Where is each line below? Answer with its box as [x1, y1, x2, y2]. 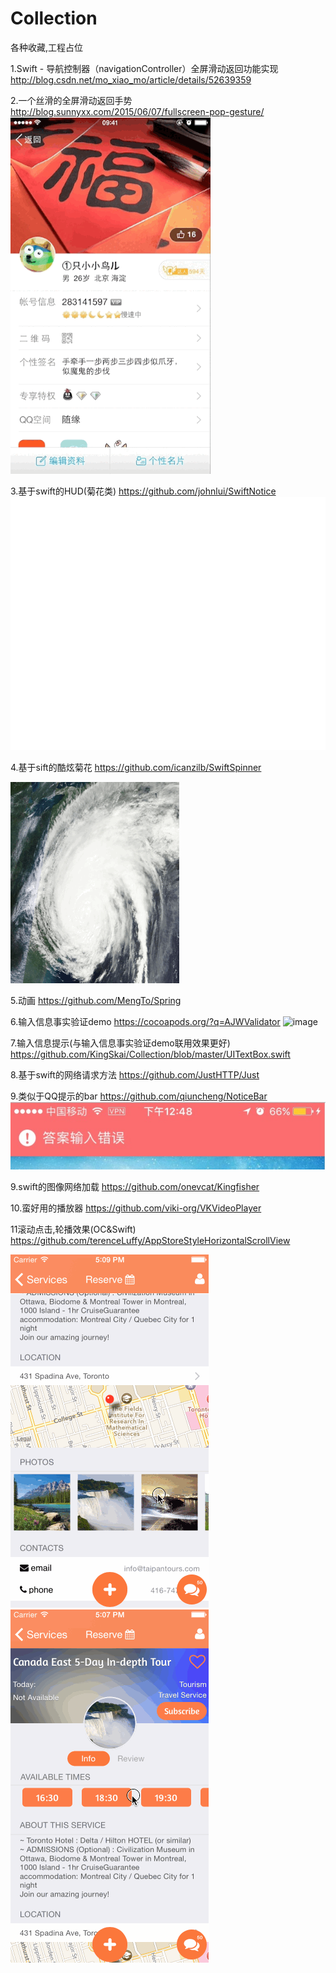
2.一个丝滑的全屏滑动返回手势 [10, 94, 133, 106]
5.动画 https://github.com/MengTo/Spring [10, 994, 182, 1006]
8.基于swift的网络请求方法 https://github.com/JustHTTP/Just [10, 1068, 260, 1081]
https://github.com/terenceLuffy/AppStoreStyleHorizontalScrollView [10, 1235, 291, 1247]
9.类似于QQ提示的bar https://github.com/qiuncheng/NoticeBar [10, 1090, 268, 1102]
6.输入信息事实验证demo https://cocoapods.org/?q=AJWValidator [10, 1015, 281, 1027]
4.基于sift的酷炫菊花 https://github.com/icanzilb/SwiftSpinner [10, 761, 262, 773]
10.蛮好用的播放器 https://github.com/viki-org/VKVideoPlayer [10, 1202, 262, 1214]
